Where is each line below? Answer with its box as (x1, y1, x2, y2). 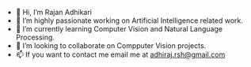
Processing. (15, 32, 55, 42)
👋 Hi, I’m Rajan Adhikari (15, 8, 93, 17)
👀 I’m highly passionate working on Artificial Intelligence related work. (15, 16, 243, 25)
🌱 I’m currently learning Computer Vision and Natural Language (15, 24, 223, 33)
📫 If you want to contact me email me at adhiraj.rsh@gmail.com (15, 50, 226, 59)
